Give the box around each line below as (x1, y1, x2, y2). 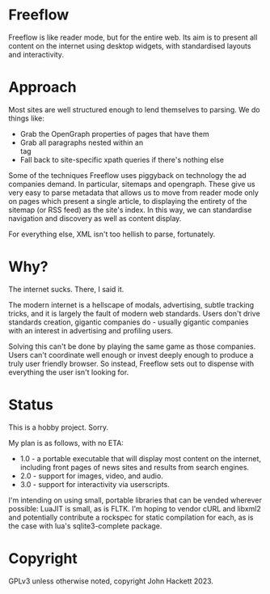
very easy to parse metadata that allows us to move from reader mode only (8, 188, 259, 197)
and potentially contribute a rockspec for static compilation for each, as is (8, 512, 254, 522)
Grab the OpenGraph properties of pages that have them (19, 129, 209, 138)
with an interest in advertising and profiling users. (8, 325, 174, 335)
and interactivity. (8, 49, 65, 59)
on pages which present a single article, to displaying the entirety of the (8, 196, 248, 206)
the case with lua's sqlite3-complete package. (8, 520, 162, 531)
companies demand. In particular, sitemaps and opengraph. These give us (8, 179, 256, 189)
